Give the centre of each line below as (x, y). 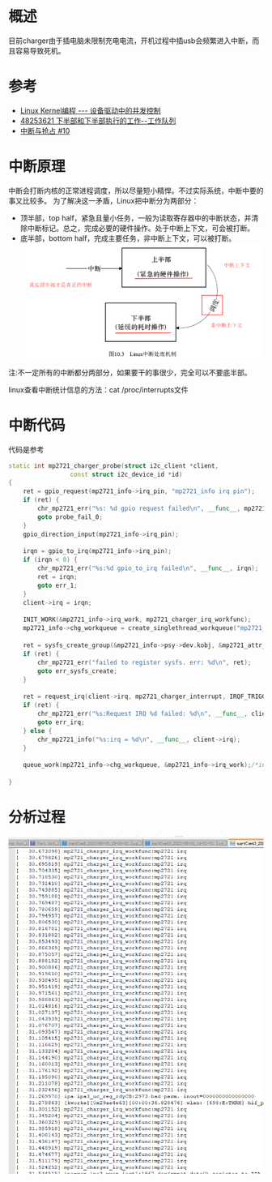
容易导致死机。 (40, 50)
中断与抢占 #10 (45, 131)
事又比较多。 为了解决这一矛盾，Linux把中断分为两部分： (104, 200)
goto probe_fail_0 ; (70, 517)
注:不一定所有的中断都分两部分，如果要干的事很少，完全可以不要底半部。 (130, 372)
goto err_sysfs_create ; (77, 671)
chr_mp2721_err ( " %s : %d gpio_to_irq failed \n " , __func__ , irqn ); (148, 568)
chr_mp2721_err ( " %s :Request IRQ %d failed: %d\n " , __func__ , (143, 714)
